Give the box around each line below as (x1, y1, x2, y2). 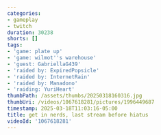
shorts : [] (7, 35, 38, 42)
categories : (7, 10, 41, 17)
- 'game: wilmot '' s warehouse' (7, 55, 97, 61)
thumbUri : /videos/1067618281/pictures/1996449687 (7, 99, 155, 106)
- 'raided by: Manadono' (7, 80, 78, 87)
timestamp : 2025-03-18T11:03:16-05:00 (7, 105, 118, 112)
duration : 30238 (7, 29, 53, 36)
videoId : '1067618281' (7, 117, 72, 125)
